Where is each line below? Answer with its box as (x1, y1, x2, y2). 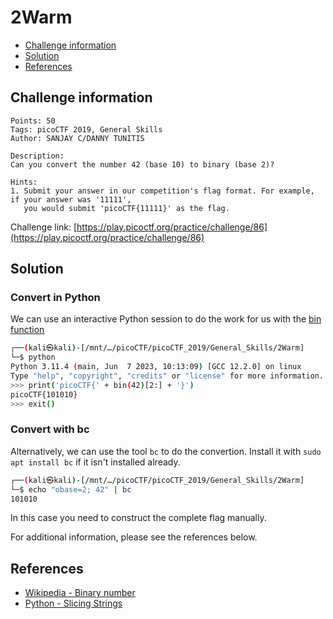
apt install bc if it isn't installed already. (10, 456, 181, 468)
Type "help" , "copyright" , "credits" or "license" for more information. (10, 371, 325, 381)
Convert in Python (10, 291, 101, 305)
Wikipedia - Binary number (24, 587, 136, 599)
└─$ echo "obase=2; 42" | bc (10, 484, 132, 495)
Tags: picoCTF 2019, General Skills (10, 124, 163, 135)
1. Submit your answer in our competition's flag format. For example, (10, 186, 315, 196)
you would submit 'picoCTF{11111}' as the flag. (23, 203, 230, 213)
